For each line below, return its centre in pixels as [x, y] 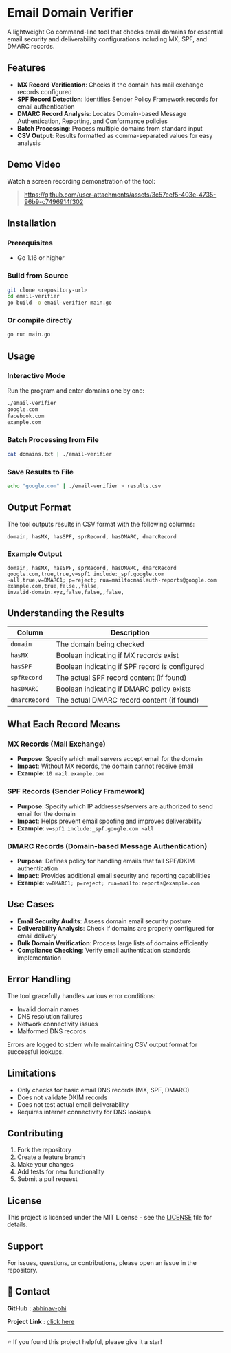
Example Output [35, 553]
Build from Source [38, 276]
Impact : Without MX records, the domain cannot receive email [105, 766]
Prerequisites [30, 243]
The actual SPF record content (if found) [121, 677]
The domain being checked [100, 644]
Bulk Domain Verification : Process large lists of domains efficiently [112, 943]
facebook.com [26, 416]
